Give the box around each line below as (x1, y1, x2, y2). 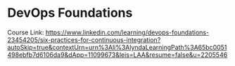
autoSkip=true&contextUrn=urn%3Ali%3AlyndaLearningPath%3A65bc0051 (7, 43, 227, 51)
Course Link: (7, 28, 44, 37)
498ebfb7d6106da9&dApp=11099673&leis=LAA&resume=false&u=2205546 (7, 51, 228, 59)
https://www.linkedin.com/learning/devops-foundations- (45, 28, 210, 37)
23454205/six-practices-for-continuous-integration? (7, 35, 161, 44)
